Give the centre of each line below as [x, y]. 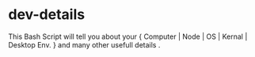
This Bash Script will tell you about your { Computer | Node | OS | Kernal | [128, 36]
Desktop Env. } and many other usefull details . [84, 44]
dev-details [47, 15]
